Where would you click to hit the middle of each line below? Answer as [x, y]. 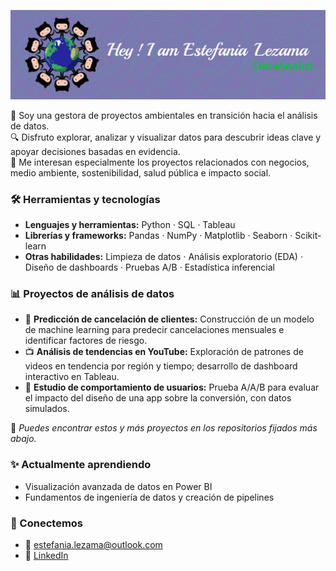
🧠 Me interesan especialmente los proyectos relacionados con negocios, [160, 162]
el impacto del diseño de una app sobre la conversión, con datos [158, 398]
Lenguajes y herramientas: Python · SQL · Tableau [130, 225]
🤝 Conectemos [47, 523]
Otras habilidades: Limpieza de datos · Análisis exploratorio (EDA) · [163, 257]
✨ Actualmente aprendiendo [81, 465]
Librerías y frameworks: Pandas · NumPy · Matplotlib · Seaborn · [158, 236]
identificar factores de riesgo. [86, 341]
